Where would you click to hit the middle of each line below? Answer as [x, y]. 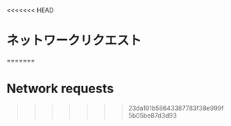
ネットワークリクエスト [74, 41]
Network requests [60, 89]
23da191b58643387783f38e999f [176, 108]
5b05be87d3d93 [153, 115]
